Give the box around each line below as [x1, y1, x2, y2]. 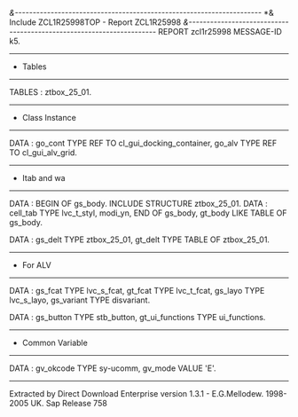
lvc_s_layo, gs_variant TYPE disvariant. [9, 295, 151, 305]
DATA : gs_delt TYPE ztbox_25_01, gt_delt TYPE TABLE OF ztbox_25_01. [9, 234, 271, 245]
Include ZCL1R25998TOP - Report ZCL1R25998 [9, 17, 182, 28]
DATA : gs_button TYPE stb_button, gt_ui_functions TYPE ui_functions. [9, 312, 266, 322]
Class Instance [21, 113, 77, 122]
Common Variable [21, 337, 89, 348]
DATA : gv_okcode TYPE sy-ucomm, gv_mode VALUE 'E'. [9, 363, 216, 374]
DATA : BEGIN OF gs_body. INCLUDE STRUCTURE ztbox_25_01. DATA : [9, 199, 268, 208]
